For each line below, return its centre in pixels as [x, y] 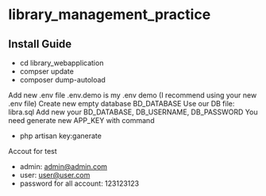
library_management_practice [110, 15]
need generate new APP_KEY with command [81, 120]
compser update [46, 71]
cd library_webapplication [62, 63]
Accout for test [33, 151]
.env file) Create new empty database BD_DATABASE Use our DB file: [121, 104]
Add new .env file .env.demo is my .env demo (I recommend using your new [133, 95]
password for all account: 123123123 [79, 183]
